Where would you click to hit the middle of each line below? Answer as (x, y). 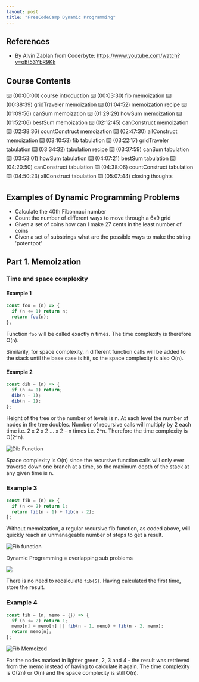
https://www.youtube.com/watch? (138, 56)
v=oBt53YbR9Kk (35, 62)
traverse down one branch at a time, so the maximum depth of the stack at (98, 467)
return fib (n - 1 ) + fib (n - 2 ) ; (53, 512)
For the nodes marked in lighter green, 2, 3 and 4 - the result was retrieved (98, 660)
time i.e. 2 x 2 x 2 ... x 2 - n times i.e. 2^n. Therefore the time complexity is (97, 431)
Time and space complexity (47, 279)
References (28, 41)
